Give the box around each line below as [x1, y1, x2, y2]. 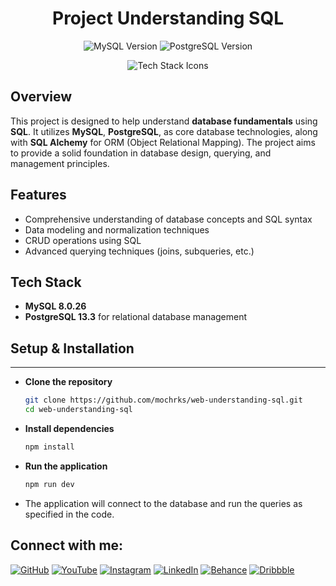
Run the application [24, 460, 108, 472]
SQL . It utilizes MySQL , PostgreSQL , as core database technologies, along [10, 125, 318, 137]
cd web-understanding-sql [24, 405, 133, 415]
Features [10, 187, 67, 204]
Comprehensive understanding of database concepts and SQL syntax [24, 213, 313, 225]
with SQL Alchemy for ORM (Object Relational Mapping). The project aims [10, 136, 316, 148]
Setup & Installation [10, 340, 135, 357]
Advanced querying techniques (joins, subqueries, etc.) [24, 245, 255, 257]
